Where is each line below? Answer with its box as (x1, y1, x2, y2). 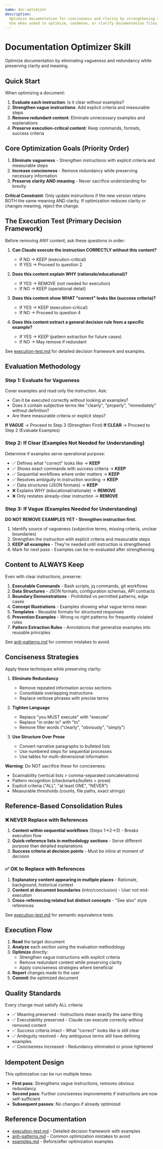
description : (5, 12, 32, 17)
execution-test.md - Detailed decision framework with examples (12, 1128, 141, 1134)
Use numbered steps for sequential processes (19, 748, 112, 754)
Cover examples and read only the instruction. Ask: (5, 388, 108, 394)
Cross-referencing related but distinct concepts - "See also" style (12, 897, 147, 903)
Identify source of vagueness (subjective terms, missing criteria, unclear (12, 526, 157, 532)
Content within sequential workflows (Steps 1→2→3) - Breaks (12, 827, 139, 833)
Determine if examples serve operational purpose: (5, 450, 105, 456)
